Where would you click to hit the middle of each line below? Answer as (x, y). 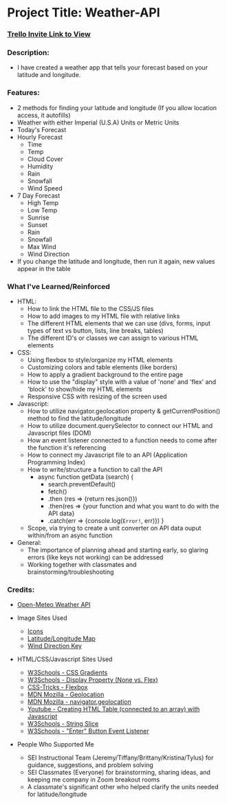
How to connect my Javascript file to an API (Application (107, 455)
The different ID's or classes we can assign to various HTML (113, 338)
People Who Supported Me (55, 744)
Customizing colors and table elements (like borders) (102, 367)
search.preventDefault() (82, 484)
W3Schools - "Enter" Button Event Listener (88, 731)
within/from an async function (70, 535)
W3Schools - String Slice (63, 724)
